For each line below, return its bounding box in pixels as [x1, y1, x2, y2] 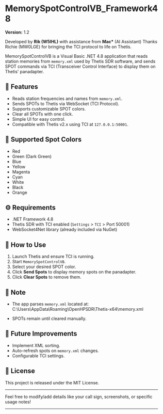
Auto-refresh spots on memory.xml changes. [12, 348, 99, 353]
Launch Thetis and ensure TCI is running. [12, 254, 95, 259]
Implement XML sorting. [12, 342, 61, 348]
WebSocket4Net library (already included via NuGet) [12, 226, 117, 233]
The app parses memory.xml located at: [12, 301, 89, 307]
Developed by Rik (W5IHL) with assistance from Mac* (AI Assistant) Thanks [5, 38, 158, 44]
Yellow [12, 163, 26, 170]
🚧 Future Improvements [5, 330, 78, 338]
